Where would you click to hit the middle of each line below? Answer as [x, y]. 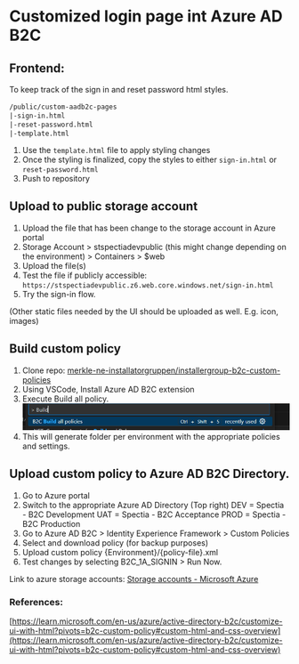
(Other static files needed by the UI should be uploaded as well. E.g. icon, [144, 311]
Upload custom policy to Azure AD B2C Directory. [149, 474]
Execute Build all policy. [65, 399]
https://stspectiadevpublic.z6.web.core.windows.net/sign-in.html [148, 285]
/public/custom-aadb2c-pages [63, 107]
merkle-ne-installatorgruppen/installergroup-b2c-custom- [174, 370]
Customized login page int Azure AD [146, 16]
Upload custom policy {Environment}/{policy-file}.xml [120, 552]
